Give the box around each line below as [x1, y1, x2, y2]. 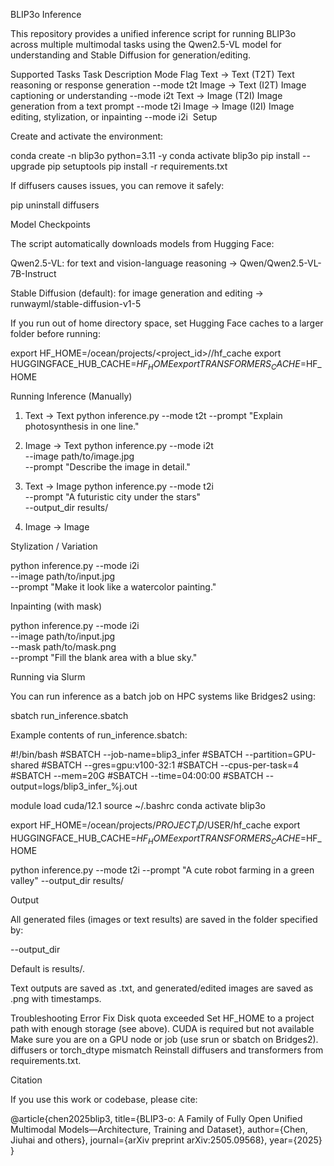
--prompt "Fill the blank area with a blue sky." [10, 651, 198, 663]
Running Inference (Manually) [10, 390, 133, 402]
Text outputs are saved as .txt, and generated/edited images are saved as [10, 982, 314, 994]
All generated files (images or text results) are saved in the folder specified [10, 914, 318, 926]
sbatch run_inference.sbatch [10, 709, 129, 721]
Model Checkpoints [10, 219, 91, 230]
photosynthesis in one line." [24, 420, 140, 432]
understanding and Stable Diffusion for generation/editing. [10, 49, 252, 61]
